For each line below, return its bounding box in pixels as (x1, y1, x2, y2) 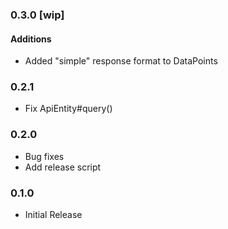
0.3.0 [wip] (10, 8, 65, 22)
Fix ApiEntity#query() (24, 103, 113, 115)
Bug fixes (24, 150, 65, 162)
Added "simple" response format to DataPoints (24, 55, 218, 67)
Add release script (24, 161, 102, 173)
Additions (10, 33, 52, 45)
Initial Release (24, 209, 83, 221)
